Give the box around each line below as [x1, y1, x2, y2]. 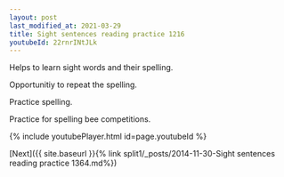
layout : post [9, 12, 58, 22]
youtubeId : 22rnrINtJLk [9, 37, 98, 47]
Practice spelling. [9, 97, 73, 108]
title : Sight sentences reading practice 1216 [9, 29, 185, 38]
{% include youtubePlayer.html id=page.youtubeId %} [9, 131, 207, 142]
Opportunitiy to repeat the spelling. [9, 79, 138, 90]
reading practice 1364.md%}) [9, 157, 118, 169]
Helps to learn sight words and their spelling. [9, 62, 174, 73]
